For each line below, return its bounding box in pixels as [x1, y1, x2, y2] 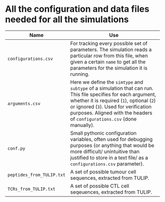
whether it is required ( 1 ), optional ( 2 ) [70, 97, 156, 104]
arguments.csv [7, 101, 41, 106]
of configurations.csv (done [70, 115, 137, 122]
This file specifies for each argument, [70, 91, 156, 98]
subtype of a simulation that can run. [70, 85, 154, 91]
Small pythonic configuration [70, 129, 137, 136]
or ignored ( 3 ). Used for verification [70, 103, 152, 110]
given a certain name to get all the [70, 58, 146, 65]
